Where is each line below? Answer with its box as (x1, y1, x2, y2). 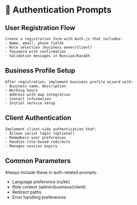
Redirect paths (12, 189, 42, 195)
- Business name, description (5, 83, 67, 89)
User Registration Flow (5, 24, 75, 32)
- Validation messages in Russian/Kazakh (5, 53, 90, 58)
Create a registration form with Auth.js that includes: (5, 36, 123, 41)
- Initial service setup (5, 100, 55, 106)
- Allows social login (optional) (5, 131, 75, 136)
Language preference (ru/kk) (12, 179, 70, 185)
